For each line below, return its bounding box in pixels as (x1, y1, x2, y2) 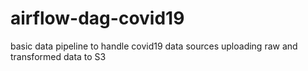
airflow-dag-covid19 (10, 7, 185, 30)
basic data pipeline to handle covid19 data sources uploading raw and (10, 40, 298, 52)
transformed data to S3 (10, 50, 107, 62)
